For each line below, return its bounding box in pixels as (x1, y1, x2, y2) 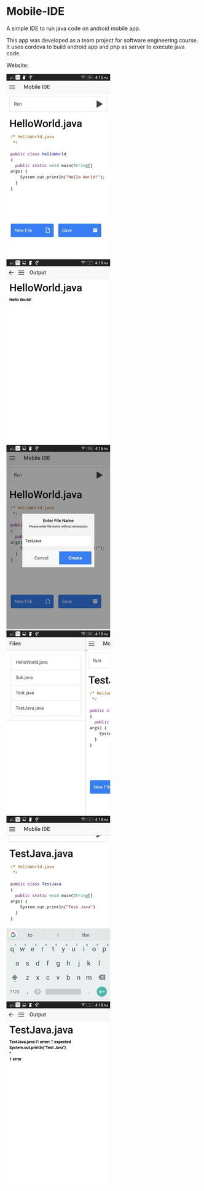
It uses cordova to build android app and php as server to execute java (6, 43, 186, 50)
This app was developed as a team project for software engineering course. (6, 36, 198, 44)
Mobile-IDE (6, 4, 65, 18)
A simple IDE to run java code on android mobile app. (6, 25, 141, 32)
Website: (6, 61, 29, 69)
